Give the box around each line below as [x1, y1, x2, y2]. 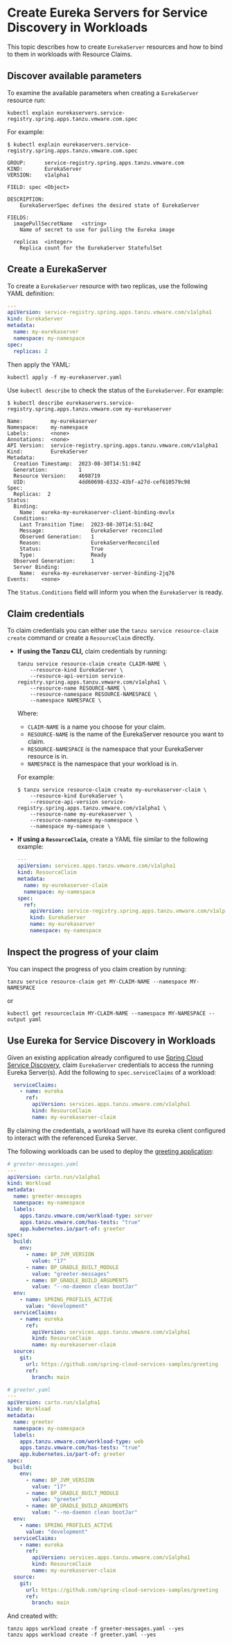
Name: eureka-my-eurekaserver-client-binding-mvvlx [19, 509, 175, 515]
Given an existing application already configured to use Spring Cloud [7, 1053, 204, 1061]
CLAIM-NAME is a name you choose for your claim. [27, 722, 166, 731]
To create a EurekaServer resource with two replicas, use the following [7, 281, 208, 290]
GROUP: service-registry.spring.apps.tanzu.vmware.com [7, 159, 185, 166]
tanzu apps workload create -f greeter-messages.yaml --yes [7, 1626, 185, 1632]
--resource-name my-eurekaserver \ [30, 811, 133, 818]
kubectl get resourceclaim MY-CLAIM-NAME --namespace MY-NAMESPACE [7, 1009, 206, 1017]
